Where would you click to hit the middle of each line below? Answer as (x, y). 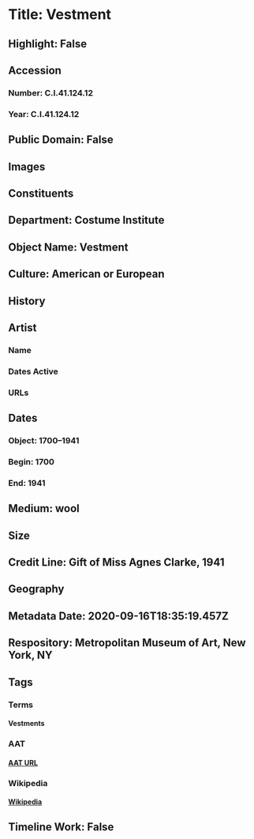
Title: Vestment (60, 15)
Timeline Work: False (61, 827)
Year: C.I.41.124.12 (44, 114)
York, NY (30, 655)
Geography (36, 589)
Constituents (41, 193)
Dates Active (34, 371)
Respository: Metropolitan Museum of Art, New (127, 643)
